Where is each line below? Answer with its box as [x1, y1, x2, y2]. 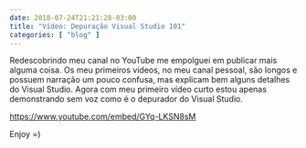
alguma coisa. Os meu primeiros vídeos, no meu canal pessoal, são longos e [9, 64, 298, 75]
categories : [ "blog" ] [9, 30, 100, 39]
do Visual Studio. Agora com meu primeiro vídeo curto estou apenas [9, 84, 268, 95]
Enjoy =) [9, 129, 41, 140]
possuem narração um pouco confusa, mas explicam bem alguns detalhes [9, 74, 290, 85]
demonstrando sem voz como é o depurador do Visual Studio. [9, 94, 244, 104]
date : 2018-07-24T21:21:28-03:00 [9, 13, 137, 23]
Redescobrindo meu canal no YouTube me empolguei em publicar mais [9, 55, 278, 66]
